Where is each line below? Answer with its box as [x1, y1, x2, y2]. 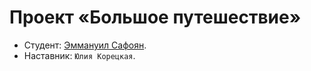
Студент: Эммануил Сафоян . [23, 39, 147, 51]
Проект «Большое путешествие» [9, 6, 302, 29]
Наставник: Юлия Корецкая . [23, 49, 136, 61]
